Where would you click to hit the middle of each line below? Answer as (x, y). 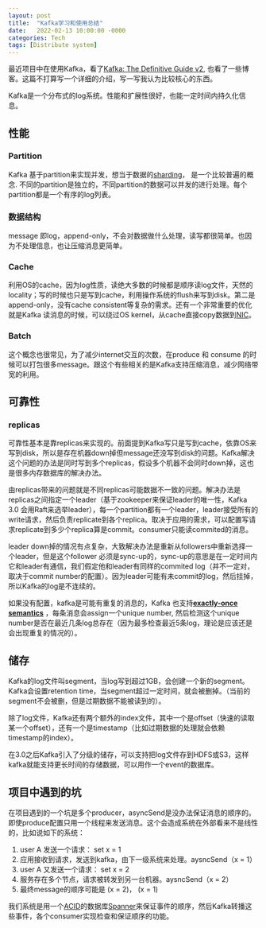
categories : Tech (37, 38)
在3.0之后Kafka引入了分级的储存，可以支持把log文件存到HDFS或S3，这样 (129, 755)
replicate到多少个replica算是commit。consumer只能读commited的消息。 (134, 530)
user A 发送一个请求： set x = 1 (70, 850)
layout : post (30, 16)
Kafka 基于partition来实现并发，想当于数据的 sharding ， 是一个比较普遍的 (127, 174)
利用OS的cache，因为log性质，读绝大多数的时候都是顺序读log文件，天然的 (131, 285)
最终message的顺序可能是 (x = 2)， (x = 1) (89, 889)
